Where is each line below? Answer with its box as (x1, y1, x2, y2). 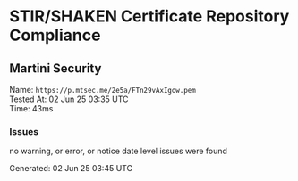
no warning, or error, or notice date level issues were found (9, 145, 228, 157)
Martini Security (9, 61, 102, 76)
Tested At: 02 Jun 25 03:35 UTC (9, 94, 129, 104)
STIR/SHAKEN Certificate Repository (9, 6, 290, 27)
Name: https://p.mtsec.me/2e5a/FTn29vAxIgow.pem (9, 85, 197, 95)
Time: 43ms (9, 103, 54, 113)
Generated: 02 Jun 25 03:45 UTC (9, 163, 132, 174)
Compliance (9, 25, 101, 45)
